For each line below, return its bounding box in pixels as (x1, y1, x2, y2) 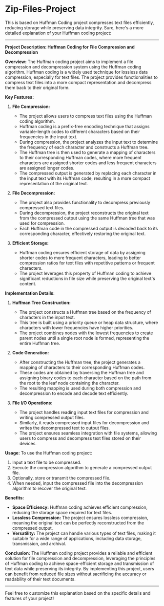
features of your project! (5, 595, 54, 601)
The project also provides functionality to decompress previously (19, 199, 150, 205)
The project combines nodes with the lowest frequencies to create (19, 330, 153, 336)
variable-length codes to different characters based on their (19, 129, 140, 134)
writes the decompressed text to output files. (19, 425, 110, 431)
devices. (19, 440, 37, 446)
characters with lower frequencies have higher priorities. (19, 325, 134, 330)
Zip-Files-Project (5, 3, 76, 15)
